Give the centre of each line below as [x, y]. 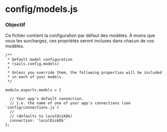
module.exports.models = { [33, 90]
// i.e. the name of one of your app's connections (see [70, 103]
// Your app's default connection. [47, 99]
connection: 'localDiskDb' [38, 121]
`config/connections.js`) [32, 108]
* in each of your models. [35, 77]
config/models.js [41, 9]
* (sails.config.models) [33, 64]
